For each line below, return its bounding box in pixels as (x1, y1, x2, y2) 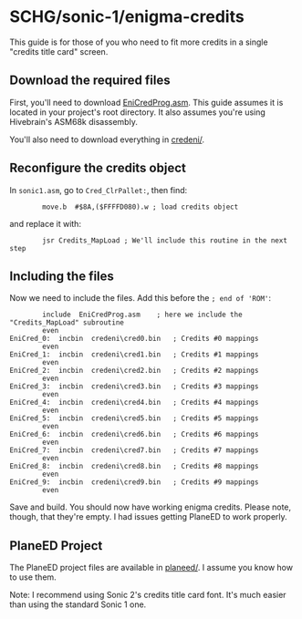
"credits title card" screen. (9, 46, 109, 57)
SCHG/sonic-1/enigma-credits (9, 6, 245, 27)
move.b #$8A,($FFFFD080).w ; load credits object (42, 202, 239, 211)
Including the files (9, 268, 114, 284)
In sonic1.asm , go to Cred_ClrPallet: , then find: (9, 184, 188, 195)
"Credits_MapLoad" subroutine (9, 318, 125, 327)
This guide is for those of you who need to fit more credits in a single (9, 36, 268, 47)
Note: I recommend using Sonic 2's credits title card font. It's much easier (9, 590, 286, 601)
